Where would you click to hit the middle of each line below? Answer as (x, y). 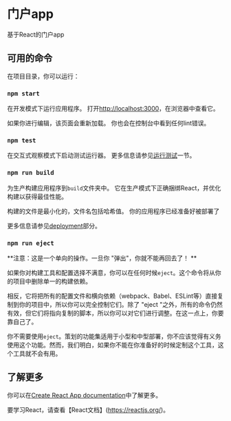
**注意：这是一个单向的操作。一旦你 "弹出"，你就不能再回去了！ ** (102, 258)
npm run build (31, 173)
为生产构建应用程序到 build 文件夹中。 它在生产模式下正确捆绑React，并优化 (114, 188)
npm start (23, 93)
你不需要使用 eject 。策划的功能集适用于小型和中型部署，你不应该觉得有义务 (114, 336)
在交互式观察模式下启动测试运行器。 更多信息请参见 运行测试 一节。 (101, 155)
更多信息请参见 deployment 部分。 (54, 226)
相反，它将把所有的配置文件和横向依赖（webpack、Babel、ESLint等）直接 (112, 296)
